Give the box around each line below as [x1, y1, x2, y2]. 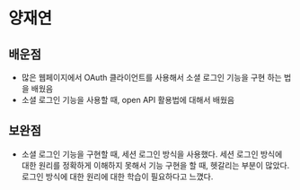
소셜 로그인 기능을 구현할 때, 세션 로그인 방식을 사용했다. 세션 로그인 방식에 [21, 149, 283, 160]
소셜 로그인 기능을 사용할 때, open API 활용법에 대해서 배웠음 [21, 95, 235, 105]
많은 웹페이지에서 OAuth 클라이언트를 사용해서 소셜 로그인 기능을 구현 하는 [21, 73, 282, 82]
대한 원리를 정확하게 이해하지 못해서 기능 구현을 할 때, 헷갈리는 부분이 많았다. [21, 160, 290, 170]
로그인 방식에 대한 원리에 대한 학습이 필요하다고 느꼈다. [21, 171, 214, 182]
